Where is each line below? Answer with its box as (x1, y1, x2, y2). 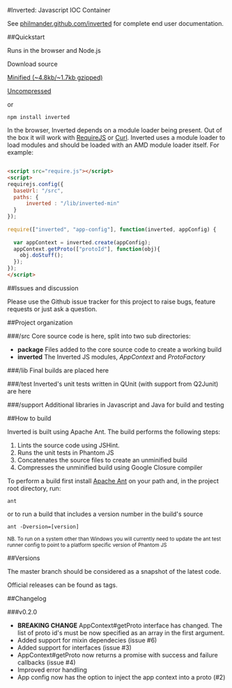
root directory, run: (7, 484, 61, 492)
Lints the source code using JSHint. (17, 441, 120, 449)
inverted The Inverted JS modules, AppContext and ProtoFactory (17, 352, 206, 361)
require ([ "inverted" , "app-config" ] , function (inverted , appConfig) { (7, 226, 217, 233)
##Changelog (7, 594, 47, 602)
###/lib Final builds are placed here (7, 366, 109, 375)
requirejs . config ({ (7, 180, 64, 187)
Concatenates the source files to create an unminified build (17, 455, 187, 464)
